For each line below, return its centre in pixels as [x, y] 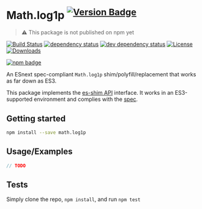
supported [19, 99]
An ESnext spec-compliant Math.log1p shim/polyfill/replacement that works [101, 75]
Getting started [36, 118]
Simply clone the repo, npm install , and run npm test [73, 199]
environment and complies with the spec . [86, 99]
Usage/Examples [39, 152]
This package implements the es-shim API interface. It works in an [90, 93]
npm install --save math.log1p [46, 133]
